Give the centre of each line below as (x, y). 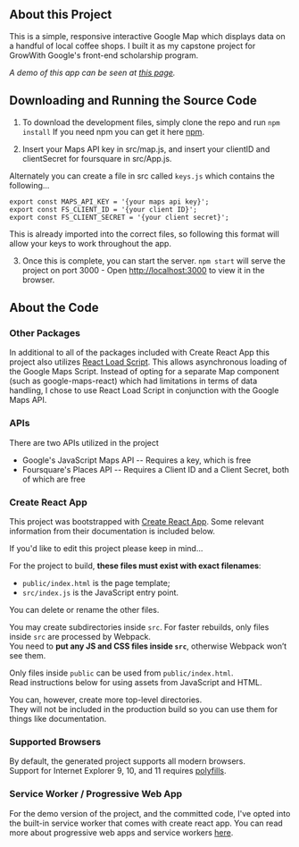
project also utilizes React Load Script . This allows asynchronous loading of (148, 362)
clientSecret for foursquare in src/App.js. (97, 158)
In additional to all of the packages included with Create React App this (140, 353)
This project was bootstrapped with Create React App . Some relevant (137, 521)
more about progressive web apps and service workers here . (121, 832)
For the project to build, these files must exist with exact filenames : (135, 566)
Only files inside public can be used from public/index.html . (121, 673)
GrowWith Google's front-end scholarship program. (104, 55)
